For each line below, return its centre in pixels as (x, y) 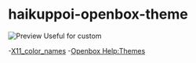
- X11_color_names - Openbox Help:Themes (77, 51)
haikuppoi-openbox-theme (98, 14)
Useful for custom (73, 36)
